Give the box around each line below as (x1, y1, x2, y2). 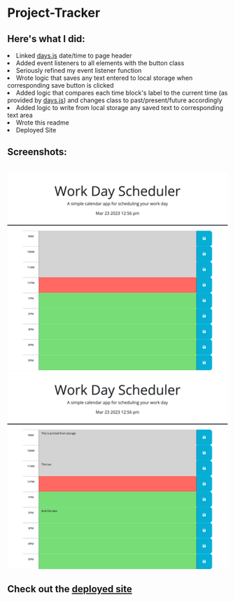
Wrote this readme (16, 118, 70, 127)
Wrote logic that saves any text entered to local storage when (16, 74, 193, 82)
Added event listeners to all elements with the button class (16, 59, 185, 67)
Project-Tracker (7, 5, 101, 21)
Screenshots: (7, 146, 68, 158)
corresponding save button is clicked (7, 81, 114, 89)
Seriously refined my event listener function (16, 67, 142, 74)
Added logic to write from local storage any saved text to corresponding (16, 104, 224, 111)
